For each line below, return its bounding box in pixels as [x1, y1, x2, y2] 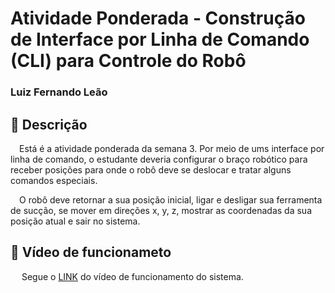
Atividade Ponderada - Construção [10, 7, 306, 30]
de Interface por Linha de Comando [10, 28, 310, 51]
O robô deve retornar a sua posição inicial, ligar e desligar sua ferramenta [19, 193, 323, 206]
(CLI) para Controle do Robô [10, 50, 247, 72]
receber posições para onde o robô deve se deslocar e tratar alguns [10, 163, 292, 176]
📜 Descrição [10, 116, 88, 133]
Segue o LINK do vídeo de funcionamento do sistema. [21, 270, 244, 282]
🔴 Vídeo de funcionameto [10, 244, 172, 261]
